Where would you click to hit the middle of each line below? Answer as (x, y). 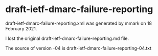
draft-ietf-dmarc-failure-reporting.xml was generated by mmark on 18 (79, 23)
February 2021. (21, 28)
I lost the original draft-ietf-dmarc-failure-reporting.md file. (67, 38)
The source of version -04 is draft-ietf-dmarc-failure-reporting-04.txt (78, 48)
